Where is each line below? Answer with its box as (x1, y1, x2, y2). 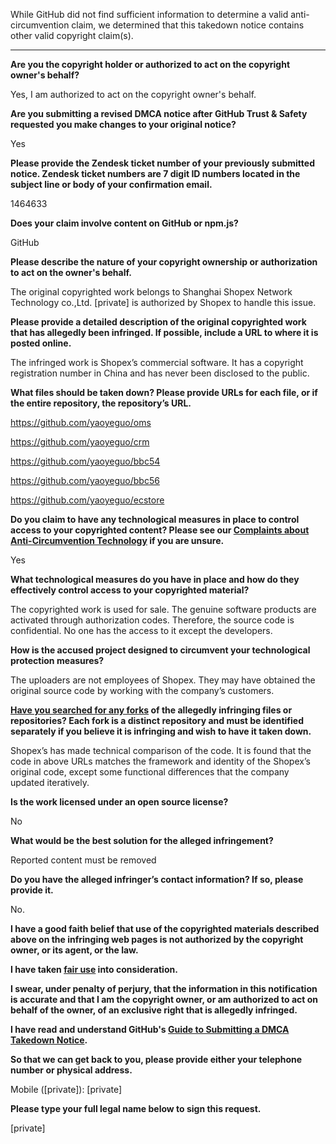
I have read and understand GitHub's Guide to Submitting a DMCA (10, 1024, 290, 1035)
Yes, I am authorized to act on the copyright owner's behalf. (10, 89, 257, 100)
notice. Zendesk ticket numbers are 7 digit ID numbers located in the (10, 168, 301, 179)
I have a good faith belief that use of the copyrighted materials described (10, 923, 320, 934)
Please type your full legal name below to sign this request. (10, 1103, 262, 1114)
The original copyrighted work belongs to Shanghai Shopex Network (10, 286, 293, 298)
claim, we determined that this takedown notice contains (71, 19, 305, 31)
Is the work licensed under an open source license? (10, 796, 229, 808)
